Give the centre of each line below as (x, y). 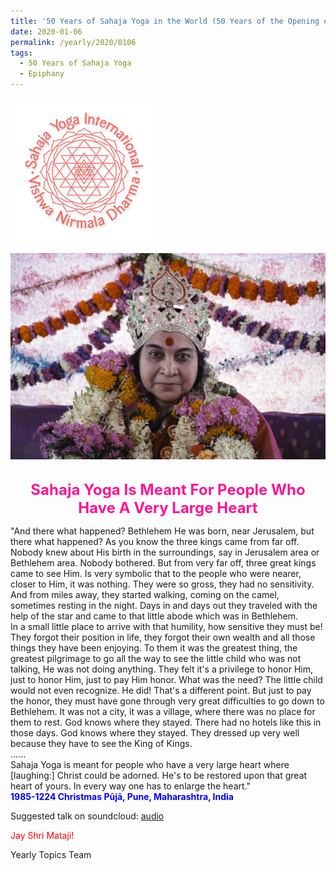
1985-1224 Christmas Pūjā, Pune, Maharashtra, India (122, 796)
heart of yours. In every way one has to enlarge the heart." (130, 786)
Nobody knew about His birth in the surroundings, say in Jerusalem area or (165, 552)
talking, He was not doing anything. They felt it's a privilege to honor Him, (161, 669)
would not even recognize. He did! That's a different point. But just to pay (161, 690)
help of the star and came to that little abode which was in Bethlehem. (154, 616)
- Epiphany (42, 74)
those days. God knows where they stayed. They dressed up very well (155, 732)
